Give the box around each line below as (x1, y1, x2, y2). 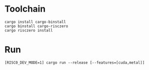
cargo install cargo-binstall (4, 19, 66, 24)
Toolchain (4, 3, 46, 15)
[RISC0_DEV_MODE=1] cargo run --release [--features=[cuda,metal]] (4, 60, 145, 65)
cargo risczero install (4, 28, 53, 33)
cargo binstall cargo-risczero (4, 23, 68, 29)
